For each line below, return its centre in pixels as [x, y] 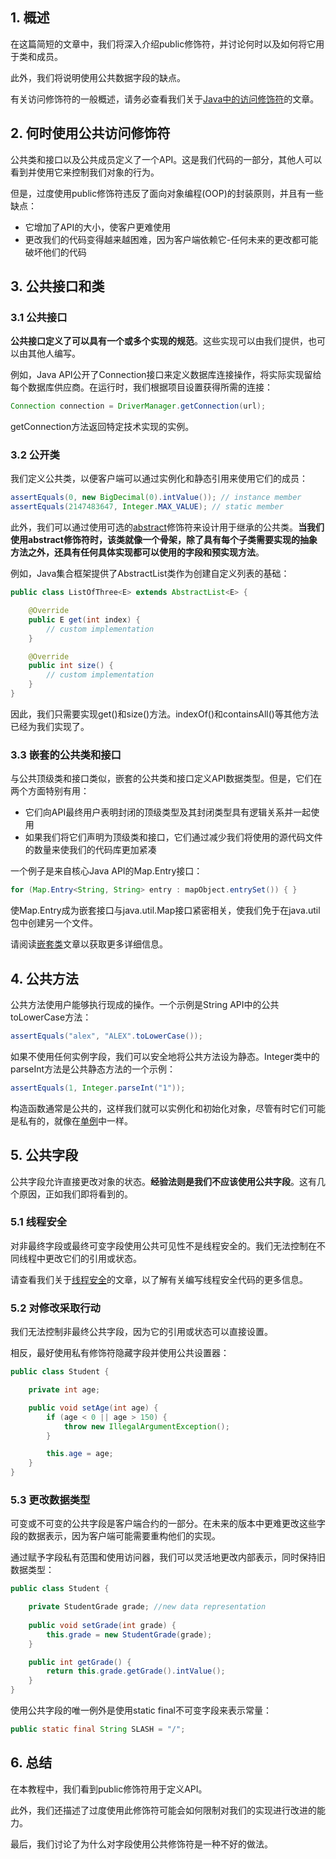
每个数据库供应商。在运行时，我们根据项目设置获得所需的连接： [141, 387]
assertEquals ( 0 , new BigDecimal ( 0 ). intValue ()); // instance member [156, 498]
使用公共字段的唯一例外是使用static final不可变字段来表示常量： [141, 1710]
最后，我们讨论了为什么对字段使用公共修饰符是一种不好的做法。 [141, 1844]
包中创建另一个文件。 [54, 923]
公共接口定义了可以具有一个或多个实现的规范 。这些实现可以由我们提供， [159, 341]
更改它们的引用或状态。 [93, 1258]
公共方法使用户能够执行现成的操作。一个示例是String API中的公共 [145, 1004]
